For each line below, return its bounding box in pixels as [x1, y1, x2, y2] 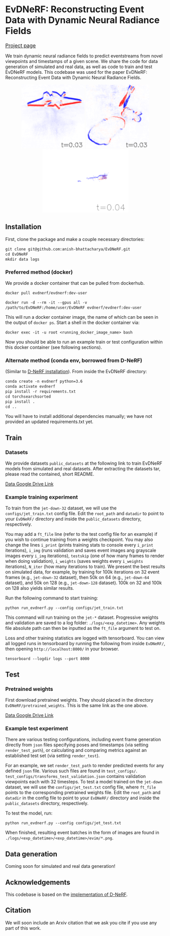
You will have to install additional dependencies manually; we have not [5, 413, 152, 419]
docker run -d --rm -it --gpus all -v [5, 300, 87, 306]
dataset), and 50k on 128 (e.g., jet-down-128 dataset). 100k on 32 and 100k [5, 580, 162, 586]
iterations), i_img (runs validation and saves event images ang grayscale [5, 548, 156, 554]
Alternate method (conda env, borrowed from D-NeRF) [5, 357, 143, 364]
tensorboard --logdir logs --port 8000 [5, 656, 90, 661]
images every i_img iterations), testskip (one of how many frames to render [5, 553, 165, 559]
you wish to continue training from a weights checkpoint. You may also [5, 536, 153, 542]
